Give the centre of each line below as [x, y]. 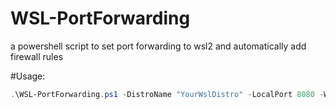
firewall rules [37, 56]
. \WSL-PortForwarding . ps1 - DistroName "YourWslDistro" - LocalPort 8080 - [167, 94]
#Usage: [28, 76]
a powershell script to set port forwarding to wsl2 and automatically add [158, 46]
